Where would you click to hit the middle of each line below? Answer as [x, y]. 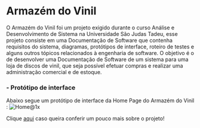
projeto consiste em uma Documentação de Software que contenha [90, 40]
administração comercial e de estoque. [54, 72]
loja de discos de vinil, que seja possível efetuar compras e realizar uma [95, 65]
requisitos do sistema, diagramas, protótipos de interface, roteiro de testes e [100, 47]
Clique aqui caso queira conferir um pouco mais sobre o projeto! [85, 118]
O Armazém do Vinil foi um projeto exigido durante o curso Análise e [90, 28]
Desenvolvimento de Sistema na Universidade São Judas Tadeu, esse [92, 33]
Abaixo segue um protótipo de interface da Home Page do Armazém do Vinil [100, 100]
